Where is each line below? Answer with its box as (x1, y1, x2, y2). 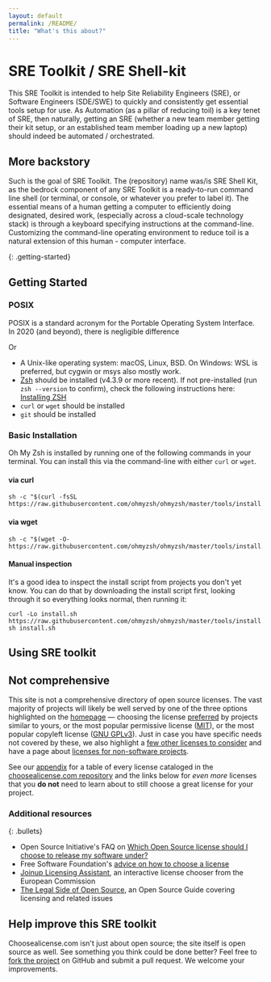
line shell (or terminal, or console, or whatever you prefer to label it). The (8, 193, 249, 203)
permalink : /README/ (8, 19, 78, 27)
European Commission (19, 876, 96, 886)
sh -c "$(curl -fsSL (8, 493, 78, 501)
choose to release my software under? (19, 850, 148, 861)
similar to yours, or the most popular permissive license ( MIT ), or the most (8, 720, 255, 730)
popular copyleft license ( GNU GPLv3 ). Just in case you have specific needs (8, 729, 262, 739)
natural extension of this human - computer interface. (8, 236, 186, 247)
